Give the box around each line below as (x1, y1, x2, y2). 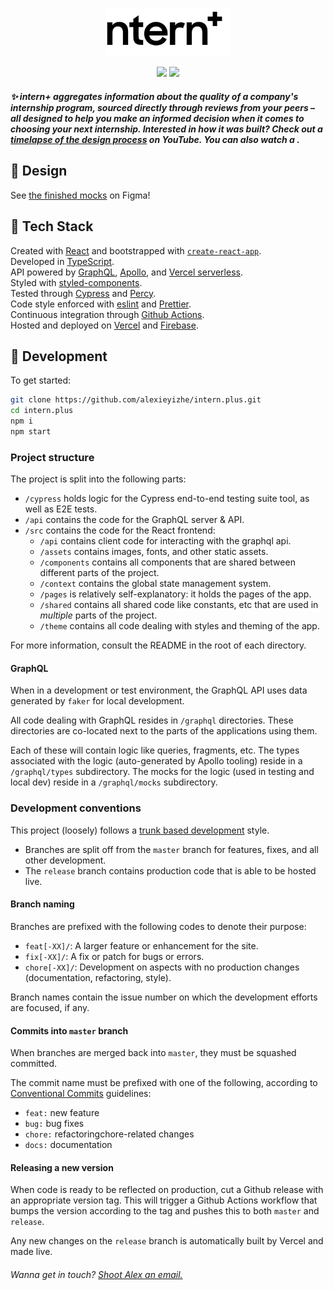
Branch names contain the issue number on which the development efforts (10, 991, 318, 1003)
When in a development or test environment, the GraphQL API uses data (10, 684, 308, 697)
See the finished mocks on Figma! (10, 189, 151, 201)
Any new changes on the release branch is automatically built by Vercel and (10, 1235, 324, 1247)
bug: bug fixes (24, 1118, 85, 1130)
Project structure (10, 450, 95, 464)
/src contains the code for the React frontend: (24, 524, 216, 537)
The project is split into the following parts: (10, 473, 187, 485)
